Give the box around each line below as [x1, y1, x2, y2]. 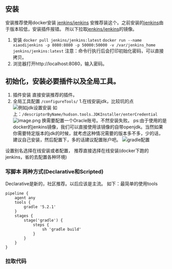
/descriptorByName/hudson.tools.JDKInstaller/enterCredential [22, 112, 158, 117]
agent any [14, 195, 36, 200]
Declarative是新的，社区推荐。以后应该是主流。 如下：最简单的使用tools [5, 180, 158, 186]
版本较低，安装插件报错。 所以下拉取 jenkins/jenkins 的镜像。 [9, 26, 138, 32]
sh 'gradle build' [42, 226, 82, 232]
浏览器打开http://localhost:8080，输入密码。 [12, 61, 107, 67]
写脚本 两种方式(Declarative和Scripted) [5, 168, 104, 175]
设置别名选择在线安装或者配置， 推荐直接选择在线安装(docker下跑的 [5, 147, 149, 153]
